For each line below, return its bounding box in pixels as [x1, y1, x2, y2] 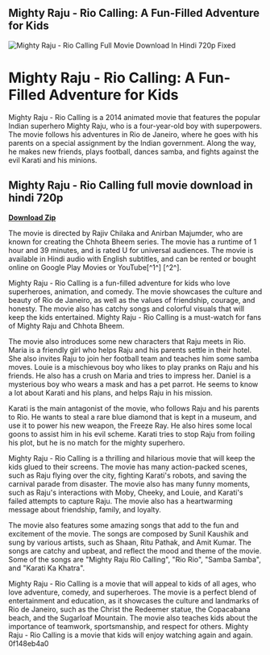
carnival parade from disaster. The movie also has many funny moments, [8, 479, 251, 488]
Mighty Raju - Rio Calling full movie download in [8, 179, 254, 193]
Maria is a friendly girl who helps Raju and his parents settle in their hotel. [8, 345, 252, 354]
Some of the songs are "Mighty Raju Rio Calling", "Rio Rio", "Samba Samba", [8, 554, 262, 564]
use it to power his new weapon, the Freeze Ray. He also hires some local [8, 421, 252, 430]
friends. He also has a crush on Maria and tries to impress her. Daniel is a [8, 371, 251, 380]
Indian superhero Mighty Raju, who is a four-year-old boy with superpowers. [8, 121, 262, 131]
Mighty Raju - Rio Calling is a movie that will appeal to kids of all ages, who [8, 578, 256, 588]
